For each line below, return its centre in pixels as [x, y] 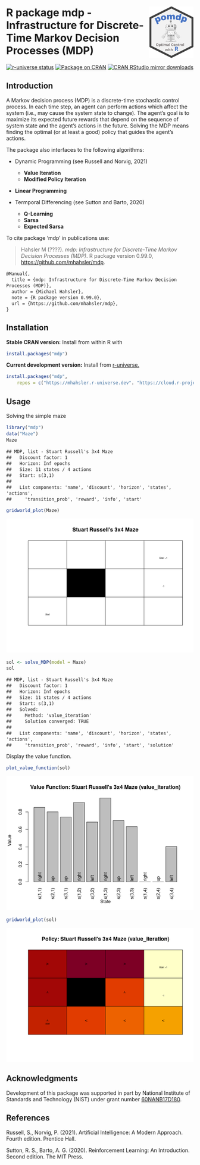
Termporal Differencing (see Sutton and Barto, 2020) [79, 202]
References [28, 1118]
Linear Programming [41, 190]
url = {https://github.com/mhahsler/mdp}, [65, 304]
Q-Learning [38, 214]
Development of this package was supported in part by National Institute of [98, 1093]
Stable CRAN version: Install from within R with [64, 342]
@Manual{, [18, 274]
